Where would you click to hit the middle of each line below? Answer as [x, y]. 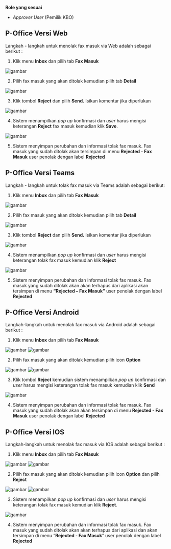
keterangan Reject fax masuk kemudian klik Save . [65, 126]
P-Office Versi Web [36, 34]
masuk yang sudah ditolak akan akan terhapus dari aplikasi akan [80, 285]
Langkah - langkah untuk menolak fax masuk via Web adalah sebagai [78, 46]
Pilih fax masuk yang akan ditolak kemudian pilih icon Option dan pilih [86, 474]
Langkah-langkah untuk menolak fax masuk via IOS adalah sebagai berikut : [85, 445]
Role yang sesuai [24, 7]
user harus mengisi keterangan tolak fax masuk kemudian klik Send [84, 385]
